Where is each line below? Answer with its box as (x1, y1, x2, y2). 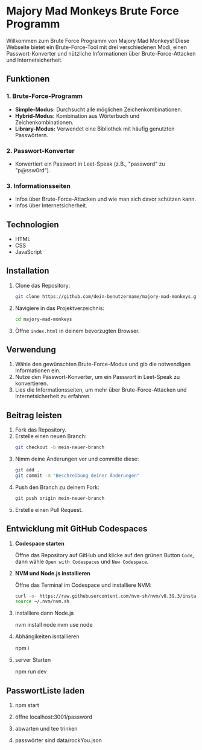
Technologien (6, 219, 59, 230)
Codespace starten (14, 540, 65, 547)
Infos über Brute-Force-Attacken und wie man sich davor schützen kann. (14, 195, 197, 203)
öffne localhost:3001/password (14, 713, 92, 720)
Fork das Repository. (14, 426, 67, 433)
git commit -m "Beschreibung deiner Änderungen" (14, 473, 140, 479)
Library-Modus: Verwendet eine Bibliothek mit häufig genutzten (14, 125, 175, 132)
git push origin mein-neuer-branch (14, 495, 105, 501)
